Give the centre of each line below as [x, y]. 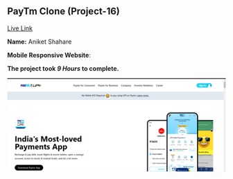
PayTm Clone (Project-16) [63, 11]
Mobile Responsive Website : [49, 55]
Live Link [20, 28]
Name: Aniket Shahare [40, 42]
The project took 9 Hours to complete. [63, 68]
